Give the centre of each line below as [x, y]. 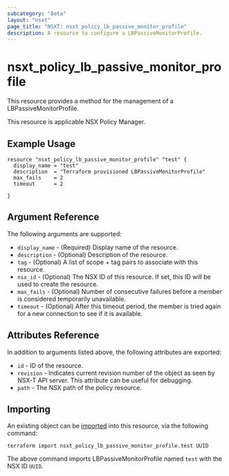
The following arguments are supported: [65, 233]
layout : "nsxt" [29, 20]
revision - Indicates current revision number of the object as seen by [116, 373]
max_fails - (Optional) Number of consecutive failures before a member [120, 291]
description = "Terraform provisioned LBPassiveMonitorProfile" [110, 172]
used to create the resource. [58, 284]
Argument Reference [53, 217]
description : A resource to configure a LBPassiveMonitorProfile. [105, 33]
